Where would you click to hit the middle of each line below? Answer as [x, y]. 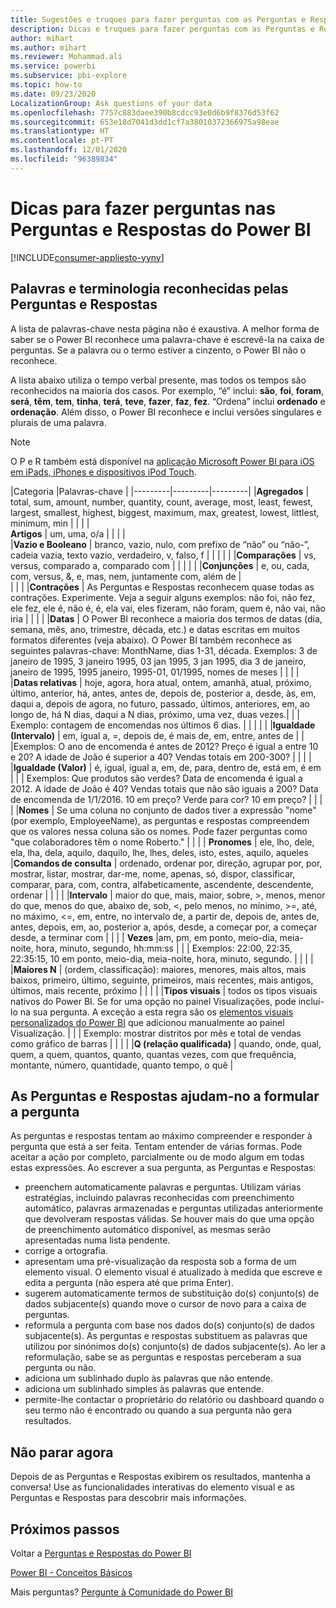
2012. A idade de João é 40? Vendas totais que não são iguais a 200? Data [164, 788]
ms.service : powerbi [53, 66]
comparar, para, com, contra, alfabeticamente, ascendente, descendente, [162, 884]
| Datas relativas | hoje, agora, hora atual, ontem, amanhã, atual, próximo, [161, 682]
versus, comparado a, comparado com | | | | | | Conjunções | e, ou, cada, [160, 565]
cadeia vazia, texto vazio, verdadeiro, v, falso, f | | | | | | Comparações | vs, [163, 555]
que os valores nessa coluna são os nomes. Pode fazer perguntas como [159, 831]
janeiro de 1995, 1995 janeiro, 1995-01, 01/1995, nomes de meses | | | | [155, 672]
